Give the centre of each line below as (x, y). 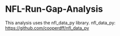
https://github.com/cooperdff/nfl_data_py (47, 28)
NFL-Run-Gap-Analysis (54, 9)
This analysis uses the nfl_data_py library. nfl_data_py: (60, 23)
